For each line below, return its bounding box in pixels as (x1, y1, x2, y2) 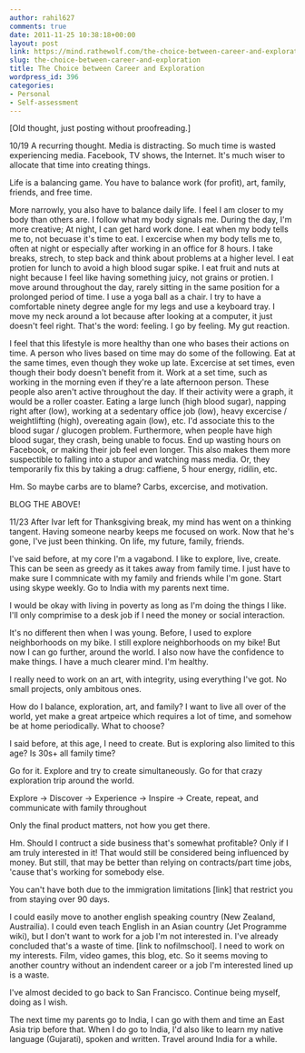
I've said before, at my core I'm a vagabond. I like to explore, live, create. (9, 554, 281, 565)
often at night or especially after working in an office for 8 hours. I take (9, 243, 274, 255)
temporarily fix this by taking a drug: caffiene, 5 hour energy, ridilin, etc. (9, 464, 278, 475)
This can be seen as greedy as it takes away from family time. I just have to (9, 563, 290, 574)
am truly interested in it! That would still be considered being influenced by (9, 847, 289, 858)
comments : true (9, 22, 67, 31)
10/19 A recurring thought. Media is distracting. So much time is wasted (9, 140, 277, 151)
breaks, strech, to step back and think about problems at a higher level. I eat (9, 253, 294, 264)
